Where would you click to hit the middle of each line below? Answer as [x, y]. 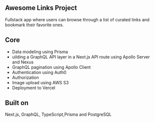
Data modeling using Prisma [40, 52]
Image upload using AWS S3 [40, 82]
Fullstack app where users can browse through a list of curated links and [77, 19]
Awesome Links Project [41, 8]
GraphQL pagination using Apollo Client [51, 67]
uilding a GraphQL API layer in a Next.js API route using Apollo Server [81, 57]
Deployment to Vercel [34, 88]
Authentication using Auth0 [39, 72]
